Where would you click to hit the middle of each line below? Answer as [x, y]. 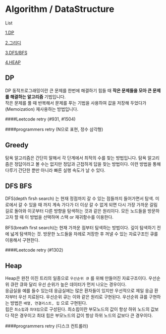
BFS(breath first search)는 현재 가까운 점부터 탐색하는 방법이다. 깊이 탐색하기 [81, 228]
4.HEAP [13, 62]
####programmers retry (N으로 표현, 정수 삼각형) [54, 129]
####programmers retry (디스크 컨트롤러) [47, 326]
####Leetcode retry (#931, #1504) [40, 119]
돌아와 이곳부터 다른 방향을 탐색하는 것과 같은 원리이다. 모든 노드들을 [80, 211]
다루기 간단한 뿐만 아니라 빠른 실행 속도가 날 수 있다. [55, 170]
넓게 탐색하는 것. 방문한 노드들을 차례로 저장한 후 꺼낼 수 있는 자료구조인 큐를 [84, 234]
